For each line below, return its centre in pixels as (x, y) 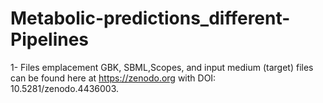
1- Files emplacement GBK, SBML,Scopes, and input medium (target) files (162, 67)
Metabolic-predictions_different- (150, 18)
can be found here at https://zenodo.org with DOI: (113, 78)
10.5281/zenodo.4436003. (65, 88)
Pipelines (50, 39)
